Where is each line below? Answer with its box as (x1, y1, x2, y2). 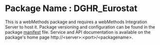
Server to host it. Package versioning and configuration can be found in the (5, 24, 155, 30)
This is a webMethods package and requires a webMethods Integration (5, 19, 147, 25)
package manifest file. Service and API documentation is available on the (5, 29, 151, 35)
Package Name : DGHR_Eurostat (5, 3, 138, 14)
